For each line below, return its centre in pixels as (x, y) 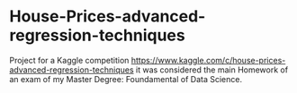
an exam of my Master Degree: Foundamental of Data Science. (126, 79)
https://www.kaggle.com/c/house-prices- (208, 60)
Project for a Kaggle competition (69, 60)
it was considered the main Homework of (212, 70)
